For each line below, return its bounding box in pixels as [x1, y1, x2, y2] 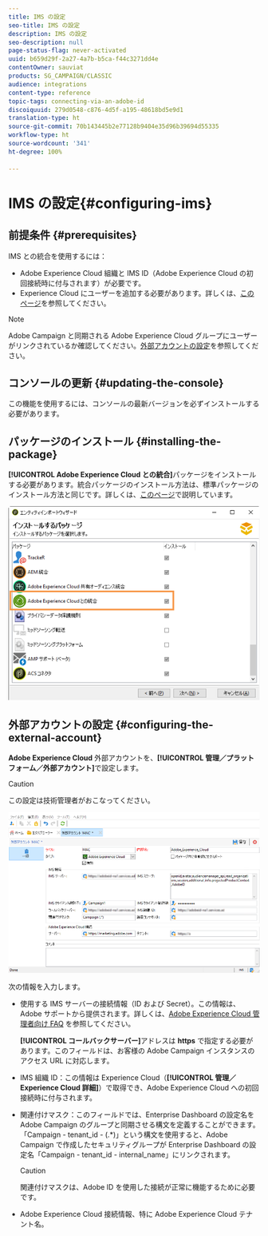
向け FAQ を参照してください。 [33, 1019, 136, 1029]
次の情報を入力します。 [8, 982, 85, 991]
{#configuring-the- [115, 718, 214, 732]
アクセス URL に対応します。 [19, 1056, 114, 1066]
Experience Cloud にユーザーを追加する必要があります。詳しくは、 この [19, 288, 255, 297]
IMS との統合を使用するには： [8, 251, 108, 261]
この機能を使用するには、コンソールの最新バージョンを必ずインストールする [8, 399, 260, 409]
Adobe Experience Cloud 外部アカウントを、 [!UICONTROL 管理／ [8, 753, 227, 763]
